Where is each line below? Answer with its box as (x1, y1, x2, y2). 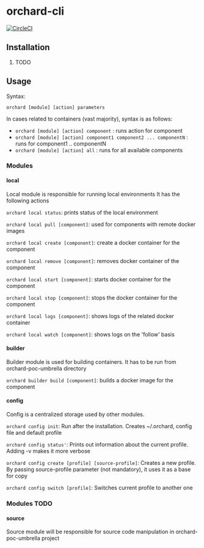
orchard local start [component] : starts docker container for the (6, 275, 171, 283)
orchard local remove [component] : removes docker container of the (6, 257, 180, 264)
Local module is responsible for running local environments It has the (6, 190, 180, 198)
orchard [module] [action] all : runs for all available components (15, 146, 183, 154)
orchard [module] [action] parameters (6, 104, 105, 111)
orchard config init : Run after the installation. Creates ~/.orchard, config (6, 423, 192, 430)
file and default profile (6, 429, 62, 437)
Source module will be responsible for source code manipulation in (6, 528, 175, 536)
